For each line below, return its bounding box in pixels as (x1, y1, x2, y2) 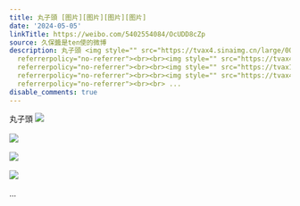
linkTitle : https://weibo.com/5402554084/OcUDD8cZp (9, 29, 205, 38)
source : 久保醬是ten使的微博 (9, 37, 107, 47)
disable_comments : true (9, 87, 98, 96)
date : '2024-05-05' (9, 21, 82, 30)
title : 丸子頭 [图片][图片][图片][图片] (9, 12, 147, 22)
